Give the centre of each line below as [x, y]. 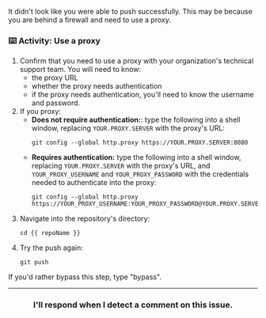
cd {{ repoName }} [50, 233]
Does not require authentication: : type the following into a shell [136, 120]
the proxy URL [55, 78]
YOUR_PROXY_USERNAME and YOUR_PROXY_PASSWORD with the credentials [140, 174]
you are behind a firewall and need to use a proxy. [90, 20]
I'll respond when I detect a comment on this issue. [133, 305]
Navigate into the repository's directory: [85, 219]
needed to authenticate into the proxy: [94, 183]
